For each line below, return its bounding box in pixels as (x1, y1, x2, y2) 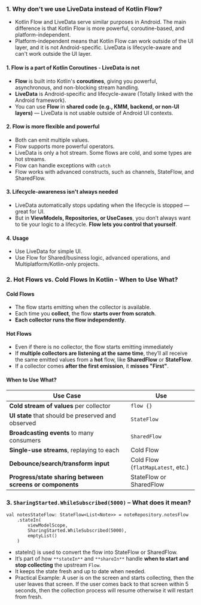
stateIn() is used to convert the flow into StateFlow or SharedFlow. (14, 548, 178, 556)
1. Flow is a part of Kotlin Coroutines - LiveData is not (6, 64, 140, 71)
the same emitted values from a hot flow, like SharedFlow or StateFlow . (14, 356, 193, 363)
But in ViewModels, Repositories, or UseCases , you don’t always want (14, 214, 191, 221)
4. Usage (6, 234, 29, 242)
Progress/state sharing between (9, 472, 103, 481)
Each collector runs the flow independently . (14, 317, 127, 324)
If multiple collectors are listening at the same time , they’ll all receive (14, 350, 188, 357)
